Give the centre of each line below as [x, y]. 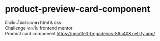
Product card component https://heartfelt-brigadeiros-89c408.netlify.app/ [80, 33]
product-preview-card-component [78, 9]
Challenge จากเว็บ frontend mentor [39, 28]
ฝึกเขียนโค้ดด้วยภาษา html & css [33, 22]
